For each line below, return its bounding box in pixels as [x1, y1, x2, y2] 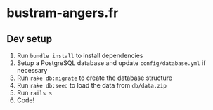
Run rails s [16, 89, 53, 97]
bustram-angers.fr [6, 5, 119, 21]
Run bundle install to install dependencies [16, 51, 143, 60]
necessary [16, 67, 48, 74]
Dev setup [6, 33, 53, 45]
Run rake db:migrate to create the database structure [16, 74, 173, 82]
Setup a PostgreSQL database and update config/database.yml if [16, 59, 206, 67]
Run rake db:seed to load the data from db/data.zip [16, 81, 167, 89]
